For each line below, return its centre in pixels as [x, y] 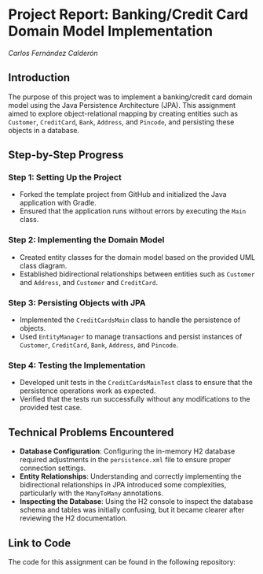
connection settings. [53, 468]
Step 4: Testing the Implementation [77, 365]
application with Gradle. [58, 203]
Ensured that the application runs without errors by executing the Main [133, 211]
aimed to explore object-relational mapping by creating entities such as [123, 113]
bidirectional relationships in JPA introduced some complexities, [123, 485]
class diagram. [43, 265]
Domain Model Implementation [111, 31]
